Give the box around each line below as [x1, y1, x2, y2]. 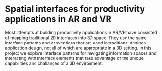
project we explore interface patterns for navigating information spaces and [5, 50, 157, 56]
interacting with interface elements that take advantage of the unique [5, 55, 144, 61]
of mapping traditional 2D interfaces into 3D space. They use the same [5, 35, 147, 41]
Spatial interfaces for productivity [5, 3, 145, 14]
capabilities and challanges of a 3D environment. [5, 60, 103, 66]
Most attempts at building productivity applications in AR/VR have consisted [5, 29, 157, 35]
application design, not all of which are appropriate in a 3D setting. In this [5, 45, 152, 51]
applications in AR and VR [5, 14, 112, 25]
